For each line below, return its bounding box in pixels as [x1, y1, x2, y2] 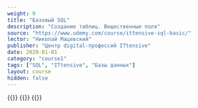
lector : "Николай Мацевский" [7, 36, 92, 43]
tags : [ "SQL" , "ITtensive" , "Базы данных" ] [7, 62, 136, 69]
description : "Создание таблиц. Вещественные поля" [7, 23, 160, 30]
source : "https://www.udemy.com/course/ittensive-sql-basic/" [7, 29, 192, 37]
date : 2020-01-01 [7, 49, 58, 56]
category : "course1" [7, 55, 68, 62]
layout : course [7, 68, 52, 75]
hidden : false [7, 74, 49, 82]
